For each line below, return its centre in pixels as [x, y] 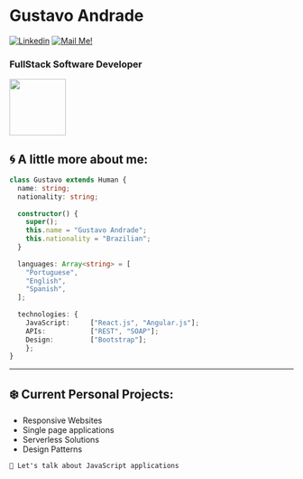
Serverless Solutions [61, 440]
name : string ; [44, 188]
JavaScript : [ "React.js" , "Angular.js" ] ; [113, 323]
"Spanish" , [46, 289]
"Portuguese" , [52, 272]
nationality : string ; [58, 197]
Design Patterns [52, 449]
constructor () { [48, 213]
